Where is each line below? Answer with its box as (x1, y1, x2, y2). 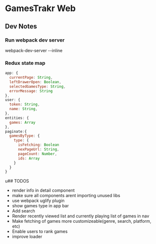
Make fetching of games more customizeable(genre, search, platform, (12, 218, 152, 224)
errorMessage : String (9, 88, 53, 93)
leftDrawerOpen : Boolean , (9, 79, 62, 85)
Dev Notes (5, 22, 37, 30)
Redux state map (5, 59, 46, 66)
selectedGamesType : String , (9, 84, 66, 89)
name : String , (9, 107, 38, 112)
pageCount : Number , (17, 151, 57, 156)
